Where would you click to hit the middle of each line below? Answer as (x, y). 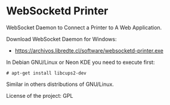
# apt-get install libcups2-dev (46, 73)
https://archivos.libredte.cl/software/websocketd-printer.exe (89, 50)
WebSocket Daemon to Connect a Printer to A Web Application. (84, 27)
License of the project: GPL (40, 95)
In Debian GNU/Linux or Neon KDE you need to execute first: (81, 62)
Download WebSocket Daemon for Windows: (61, 39)
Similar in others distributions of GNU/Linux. (60, 84)
